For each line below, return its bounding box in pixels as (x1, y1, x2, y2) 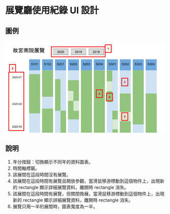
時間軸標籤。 (12, 165, 40, 171)
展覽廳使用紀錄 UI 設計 (5, 5, 99, 16)
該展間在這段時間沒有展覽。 (12, 171, 71, 177)
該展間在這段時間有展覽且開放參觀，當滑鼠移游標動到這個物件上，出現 (12, 178, 160, 184)
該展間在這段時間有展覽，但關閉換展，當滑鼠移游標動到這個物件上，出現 (12, 191, 164, 197)
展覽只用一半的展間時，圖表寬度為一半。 (12, 203, 98, 209)
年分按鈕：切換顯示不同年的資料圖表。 (12, 158, 93, 165)
